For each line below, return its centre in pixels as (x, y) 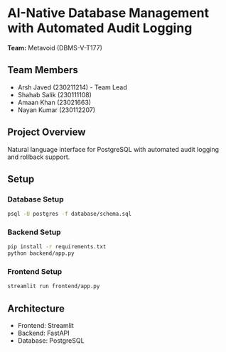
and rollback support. (39, 157)
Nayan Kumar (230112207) (56, 110)
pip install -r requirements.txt (57, 247)
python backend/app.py (41, 253)
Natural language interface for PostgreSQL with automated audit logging (113, 149)
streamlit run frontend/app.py (54, 286)
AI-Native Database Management (108, 13)
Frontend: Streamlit (46, 326)
